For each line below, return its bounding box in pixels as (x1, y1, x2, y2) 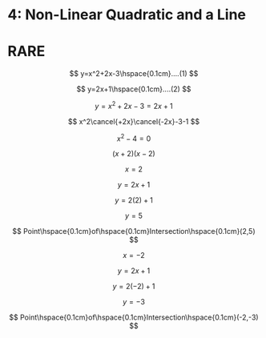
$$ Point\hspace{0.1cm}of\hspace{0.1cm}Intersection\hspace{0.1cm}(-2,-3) (9, 312, 259, 322)
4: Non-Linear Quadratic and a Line (7, 6, 246, 24)
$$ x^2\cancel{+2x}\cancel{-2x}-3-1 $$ (67, 116, 200, 126)
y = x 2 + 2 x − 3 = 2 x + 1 (95, 100, 173, 111)
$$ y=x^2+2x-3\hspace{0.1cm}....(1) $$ (69, 69, 199, 78)
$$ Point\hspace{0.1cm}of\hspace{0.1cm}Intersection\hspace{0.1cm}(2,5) (12, 227, 256, 236)
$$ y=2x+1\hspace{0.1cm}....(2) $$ (76, 84, 191, 94)
